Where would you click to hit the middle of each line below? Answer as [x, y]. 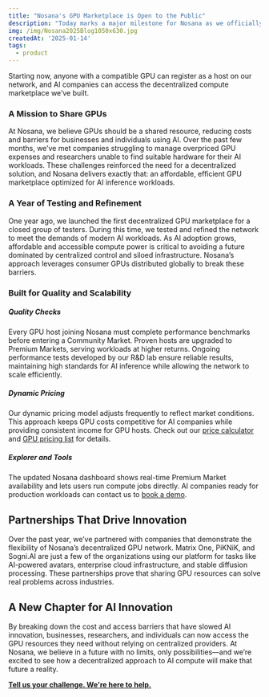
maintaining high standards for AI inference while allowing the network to [129, 366]
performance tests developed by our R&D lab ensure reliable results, [121, 357]
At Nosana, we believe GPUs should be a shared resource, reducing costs [130, 131]
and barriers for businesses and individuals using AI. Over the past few [125, 140]
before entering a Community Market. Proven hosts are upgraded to [120, 340]
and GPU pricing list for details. [60, 439]
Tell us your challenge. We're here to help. [80, 685]
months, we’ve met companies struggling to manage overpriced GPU [122, 149]
